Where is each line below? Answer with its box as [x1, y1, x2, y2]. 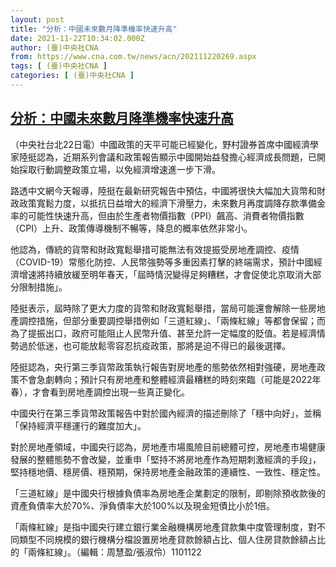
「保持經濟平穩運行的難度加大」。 [10, 419, 147, 431]
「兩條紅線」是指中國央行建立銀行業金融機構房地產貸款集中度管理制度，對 [10, 521, 317, 533]
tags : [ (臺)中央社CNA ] [10, 61, 108, 71]
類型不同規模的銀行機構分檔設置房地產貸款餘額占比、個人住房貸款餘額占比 [18, 533, 326, 545]
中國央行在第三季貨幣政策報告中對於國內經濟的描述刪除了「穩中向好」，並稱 [10, 407, 322, 419]
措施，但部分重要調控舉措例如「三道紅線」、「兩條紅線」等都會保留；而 [36, 314, 326, 326]
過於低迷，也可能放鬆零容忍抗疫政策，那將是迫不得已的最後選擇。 [18, 339, 291, 351]
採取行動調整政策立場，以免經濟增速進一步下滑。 [18, 163, 221, 175]
